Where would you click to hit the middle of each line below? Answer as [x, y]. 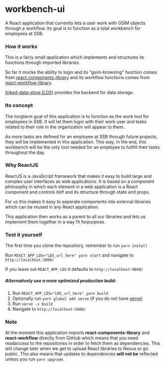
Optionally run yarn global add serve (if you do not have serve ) [77, 299]
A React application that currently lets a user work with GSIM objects [75, 23]
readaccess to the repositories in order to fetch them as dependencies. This [82, 343]
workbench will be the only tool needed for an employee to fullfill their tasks [82, 147]
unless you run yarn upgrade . [35, 359]
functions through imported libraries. [43, 63]
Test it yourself [24, 235]
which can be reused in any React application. [52, 207]
